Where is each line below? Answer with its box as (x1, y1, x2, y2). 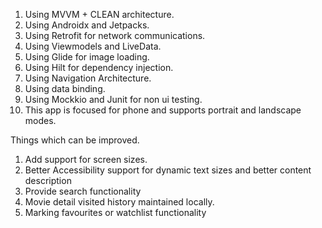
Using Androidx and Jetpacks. (24, 19, 150, 31)
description (24, 175, 72, 186)
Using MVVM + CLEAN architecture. (24, 9, 175, 20)
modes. (24, 115, 57, 126)
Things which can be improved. (10, 134, 140, 146)
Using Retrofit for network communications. (24, 30, 206, 41)
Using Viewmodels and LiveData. (24, 40, 162, 52)
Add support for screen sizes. (24, 154, 148, 165)
